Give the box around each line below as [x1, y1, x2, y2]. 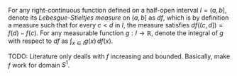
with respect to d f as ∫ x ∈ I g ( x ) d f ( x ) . [8, 37, 114, 46]
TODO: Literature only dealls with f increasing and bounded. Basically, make [8, 52, 231, 61]
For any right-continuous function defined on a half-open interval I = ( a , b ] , [8, 6, 227, 14]
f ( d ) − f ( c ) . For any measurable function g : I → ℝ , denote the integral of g [8, 29, 224, 37]
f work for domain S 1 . [8, 59, 70, 69]
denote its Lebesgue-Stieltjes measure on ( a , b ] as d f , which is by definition [8, 13, 229, 22]
